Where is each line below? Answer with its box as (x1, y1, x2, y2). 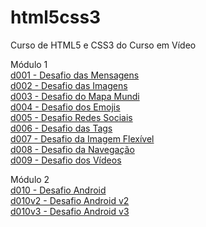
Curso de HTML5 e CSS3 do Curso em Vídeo (10, 39, 197, 51)
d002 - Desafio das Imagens (10, 79, 128, 91)
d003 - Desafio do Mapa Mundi (10, 90, 140, 102)
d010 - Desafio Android (10, 184, 107, 196)
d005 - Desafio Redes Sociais (10, 111, 133, 123)
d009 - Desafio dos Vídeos (10, 154, 122, 166)
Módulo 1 (10, 58, 48, 70)
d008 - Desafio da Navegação (10, 143, 135, 155)
